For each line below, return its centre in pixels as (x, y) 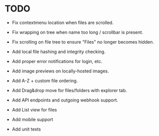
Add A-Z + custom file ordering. (45, 80)
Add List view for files (34, 109)
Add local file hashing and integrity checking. (59, 51)
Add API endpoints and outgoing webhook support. (65, 100)
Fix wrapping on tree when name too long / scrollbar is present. (77, 32)
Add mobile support (32, 119)
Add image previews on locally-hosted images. (60, 71)
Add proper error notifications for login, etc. (57, 61)
